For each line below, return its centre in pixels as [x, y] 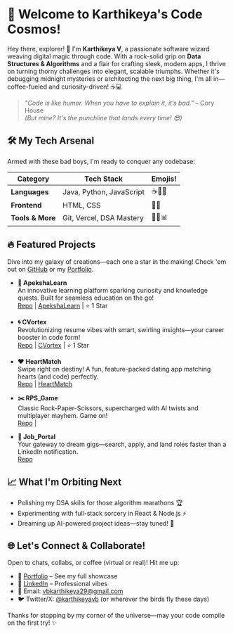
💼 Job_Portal [36, 436]
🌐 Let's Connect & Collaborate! [76, 546]
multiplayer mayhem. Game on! [62, 415]
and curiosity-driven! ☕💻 [86, 87]
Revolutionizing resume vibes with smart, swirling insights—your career [121, 329]
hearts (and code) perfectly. [58, 376]
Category [33, 179]
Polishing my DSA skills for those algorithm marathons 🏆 [100, 503]
